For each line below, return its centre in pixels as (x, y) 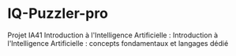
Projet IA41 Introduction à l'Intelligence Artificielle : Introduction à (113, 35)
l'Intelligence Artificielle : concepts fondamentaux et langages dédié (118, 43)
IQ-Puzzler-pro (58, 14)
